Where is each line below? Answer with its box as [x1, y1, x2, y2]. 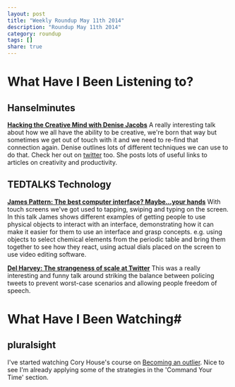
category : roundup [7, 30, 61, 37]
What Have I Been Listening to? [7, 74, 194, 90]
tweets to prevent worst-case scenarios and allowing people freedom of [7, 279, 217, 287]
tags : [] [7, 37, 33, 44]
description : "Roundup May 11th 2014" [7, 23, 121, 30]
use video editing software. [7, 250, 87, 258]
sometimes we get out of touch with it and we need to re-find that [7, 136, 199, 144]
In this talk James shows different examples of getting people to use [7, 212, 206, 221]
